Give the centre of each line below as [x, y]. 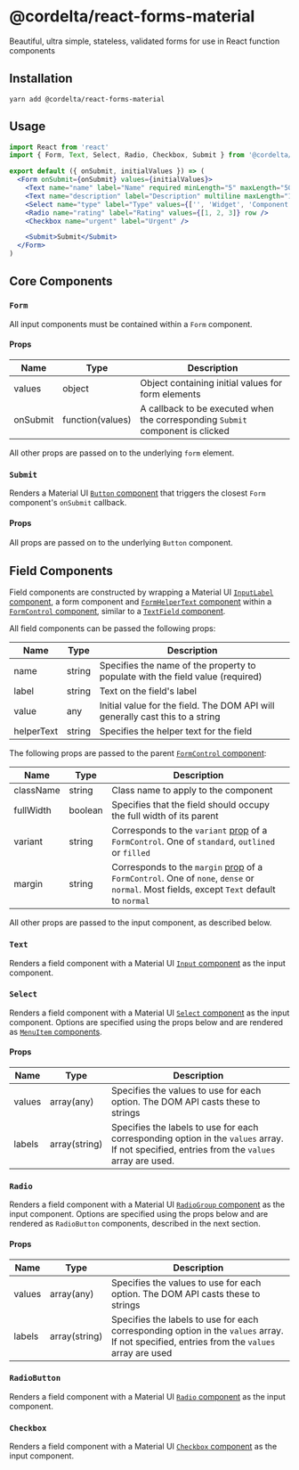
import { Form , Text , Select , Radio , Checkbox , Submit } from [127, 155]
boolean [86, 810]
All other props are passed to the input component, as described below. [141, 923]
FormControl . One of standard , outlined [194, 842]
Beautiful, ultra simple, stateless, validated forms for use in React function [145, 41]
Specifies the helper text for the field [176, 731]
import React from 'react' [59, 147]
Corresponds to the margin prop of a [187, 867]
